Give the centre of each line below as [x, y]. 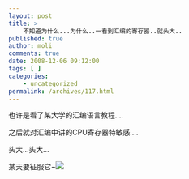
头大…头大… [29, 150]
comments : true [34, 53]
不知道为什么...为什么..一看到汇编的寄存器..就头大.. [103, 31]
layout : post [30, 16]
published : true [36, 38]
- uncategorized [51, 83]
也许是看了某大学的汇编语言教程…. [66, 115]
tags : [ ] [25, 69]
